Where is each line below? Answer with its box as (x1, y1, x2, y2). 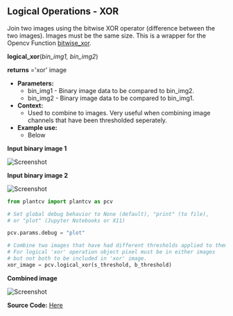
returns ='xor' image (7, 65, 67, 74)
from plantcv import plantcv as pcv (7, 198, 113, 205)
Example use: (17, 123, 58, 131)
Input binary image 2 (7, 171, 68, 179)
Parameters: (17, 79, 54, 88)
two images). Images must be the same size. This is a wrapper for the (7, 31, 207, 40)
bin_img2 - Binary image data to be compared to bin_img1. (27, 94, 195, 102)
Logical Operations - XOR (7, 6, 119, 17)
